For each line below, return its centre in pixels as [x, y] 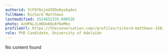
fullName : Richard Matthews [34, 14]
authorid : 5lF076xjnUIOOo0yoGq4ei [41, 10]
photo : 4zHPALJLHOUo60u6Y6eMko [38, 24]
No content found [23, 47]
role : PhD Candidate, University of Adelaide [53, 33]
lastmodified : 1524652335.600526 [40, 19]
